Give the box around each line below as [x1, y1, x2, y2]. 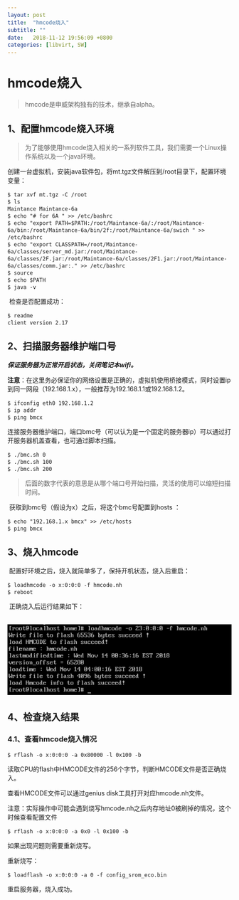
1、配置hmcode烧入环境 [7, 123, 115, 135]
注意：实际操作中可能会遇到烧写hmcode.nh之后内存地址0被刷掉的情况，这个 [7, 804, 232, 812]
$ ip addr [7, 406, 37, 414]
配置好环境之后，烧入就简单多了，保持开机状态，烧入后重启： [9, 566, 190, 575]
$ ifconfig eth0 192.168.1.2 [7, 399, 94, 407]
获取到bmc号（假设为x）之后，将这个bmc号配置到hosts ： [9, 502, 181, 512]
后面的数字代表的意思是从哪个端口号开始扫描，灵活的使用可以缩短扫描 [24, 479, 231, 487]
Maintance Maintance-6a [7, 205, 78, 213]
